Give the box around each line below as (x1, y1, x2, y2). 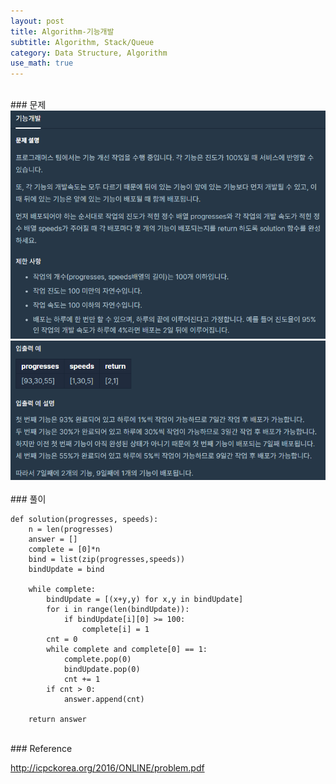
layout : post (10, 16, 65, 26)
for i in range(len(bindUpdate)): (46, 605, 190, 615)
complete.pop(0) (63, 655, 132, 665)
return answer (28, 715, 87, 725)
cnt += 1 (63, 675, 101, 685)
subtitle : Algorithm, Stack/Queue (10, 37, 155, 47)
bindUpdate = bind (28, 565, 105, 575)
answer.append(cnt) (63, 695, 145, 705)
